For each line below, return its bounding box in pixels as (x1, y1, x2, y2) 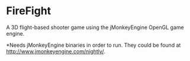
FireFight (6, 4, 51, 18)
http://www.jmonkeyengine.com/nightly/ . (6, 47, 105, 54)
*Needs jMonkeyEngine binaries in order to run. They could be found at (6, 41, 181, 49)
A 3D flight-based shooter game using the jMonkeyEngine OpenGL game (6, 24, 185, 31)
